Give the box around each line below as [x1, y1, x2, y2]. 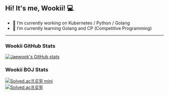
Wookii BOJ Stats [5, 66, 49, 73]
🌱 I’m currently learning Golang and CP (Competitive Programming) [12, 25, 152, 31]
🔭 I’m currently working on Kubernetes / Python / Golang [12, 19, 130, 26]
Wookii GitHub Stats [5, 42, 56, 49]
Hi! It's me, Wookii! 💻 [5, 4, 74, 12]
